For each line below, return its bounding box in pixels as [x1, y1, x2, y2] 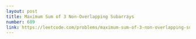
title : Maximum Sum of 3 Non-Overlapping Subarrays [6, 14, 134, 19]
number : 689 [6, 19, 35, 25]
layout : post [6, 8, 38, 14]
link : [6, 24, 19, 30]
